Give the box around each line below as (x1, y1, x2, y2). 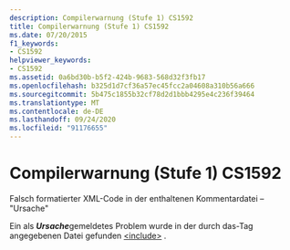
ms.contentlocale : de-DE (9, 107, 104, 116)
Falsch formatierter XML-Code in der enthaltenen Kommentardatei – (9, 193, 264, 203)
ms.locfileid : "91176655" (9, 124, 108, 133)
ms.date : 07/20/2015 (9, 30, 88, 39)
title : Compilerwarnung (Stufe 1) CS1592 (9, 22, 170, 31)
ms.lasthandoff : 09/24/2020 (9, 115, 117, 124)
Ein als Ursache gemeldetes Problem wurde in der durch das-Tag (9, 220, 254, 231)
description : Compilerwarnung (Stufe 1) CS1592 (9, 13, 194, 23)
